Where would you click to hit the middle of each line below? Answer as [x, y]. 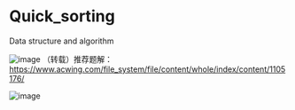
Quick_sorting [62, 16]
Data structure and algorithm [62, 41]
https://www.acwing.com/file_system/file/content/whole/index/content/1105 [147, 69]
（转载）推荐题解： [78, 59]
